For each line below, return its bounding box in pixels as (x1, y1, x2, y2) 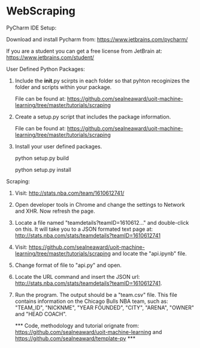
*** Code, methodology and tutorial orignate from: (14, 322, 140, 329)
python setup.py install (14, 166, 72, 173)
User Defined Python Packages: (6, 65, 85, 73)
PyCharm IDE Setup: (6, 24, 57, 31)
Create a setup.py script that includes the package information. (14, 113, 171, 120)
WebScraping (6, 4, 76, 18)
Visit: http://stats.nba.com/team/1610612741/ (14, 189, 125, 197)
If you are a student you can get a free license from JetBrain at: (6, 47, 163, 55)
